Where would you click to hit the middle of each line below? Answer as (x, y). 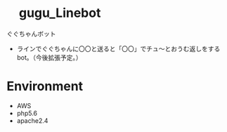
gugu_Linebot (60, 13)
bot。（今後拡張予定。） (49, 57)
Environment (45, 86)
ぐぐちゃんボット (31, 34)
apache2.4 (32, 120)
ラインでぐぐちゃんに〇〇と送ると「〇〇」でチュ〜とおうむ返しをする (118, 48)
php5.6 (27, 113)
